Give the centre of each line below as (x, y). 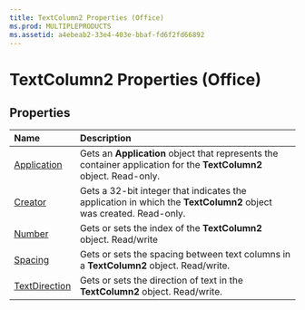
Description (106, 139)
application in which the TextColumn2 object (176, 202)
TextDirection (43, 286)
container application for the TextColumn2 (172, 165)
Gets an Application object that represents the (179, 153)
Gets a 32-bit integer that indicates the (163, 191)
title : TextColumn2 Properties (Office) (87, 18)
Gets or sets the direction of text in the (162, 280)
